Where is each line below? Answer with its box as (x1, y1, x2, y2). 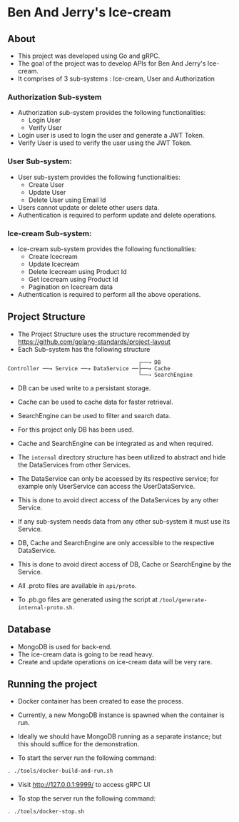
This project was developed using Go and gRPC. (17, 51, 161, 60)
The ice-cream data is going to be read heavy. (17, 650, 154, 659)
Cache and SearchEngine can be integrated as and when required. (17, 439, 214, 447)
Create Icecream (28, 252, 78, 260)
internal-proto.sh (17, 604, 73, 611)
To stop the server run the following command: (17, 794, 156, 803)
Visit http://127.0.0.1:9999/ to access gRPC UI (17, 781, 151, 789)
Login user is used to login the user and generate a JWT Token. (17, 131, 205, 140)
